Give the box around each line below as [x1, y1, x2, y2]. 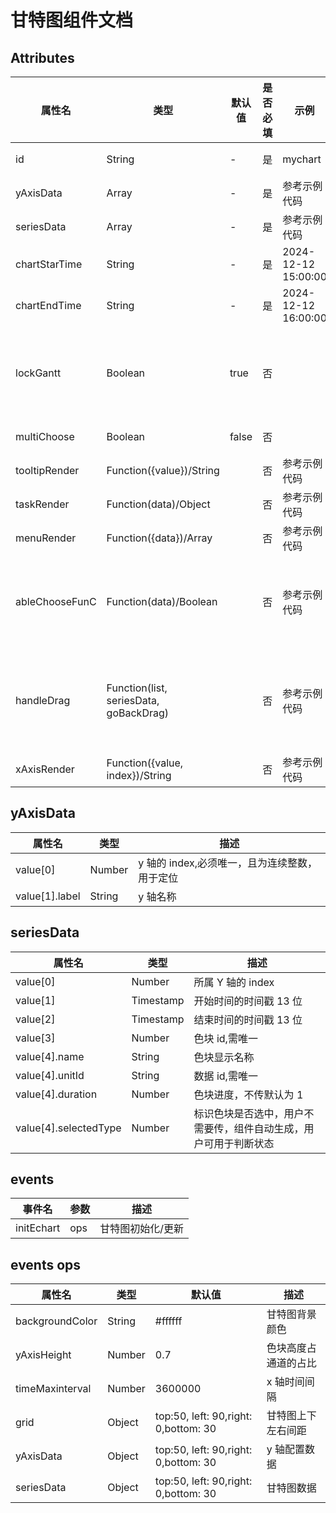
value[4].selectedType [15, 1121, 122, 1135]
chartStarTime [15, 257, 83, 271]
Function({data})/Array [106, 531, 213, 545]
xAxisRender [15, 762, 75, 776]
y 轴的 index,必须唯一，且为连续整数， [138, 856, 318, 870]
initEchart [15, 1221, 61, 1235]
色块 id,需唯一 [193, 1031, 258, 1045]
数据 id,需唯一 [193, 1069, 258, 1083]
